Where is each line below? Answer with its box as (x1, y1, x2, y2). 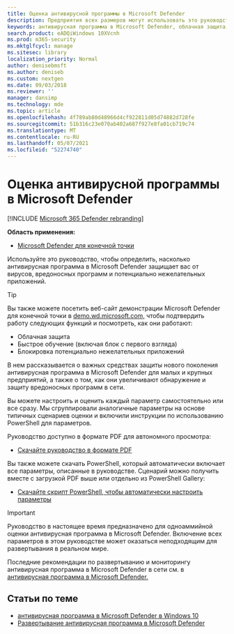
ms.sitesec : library (7, 50, 68, 56)
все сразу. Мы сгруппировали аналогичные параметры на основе (7, 404, 205, 412)
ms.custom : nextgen (7, 75, 64, 82)
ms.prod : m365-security (7, 36, 77, 43)
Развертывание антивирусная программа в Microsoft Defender (17, 619, 205, 627)
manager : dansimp (7, 95, 58, 102)
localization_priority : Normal (7, 56, 98, 63)
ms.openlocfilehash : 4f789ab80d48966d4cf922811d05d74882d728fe (7, 114, 195, 121)
